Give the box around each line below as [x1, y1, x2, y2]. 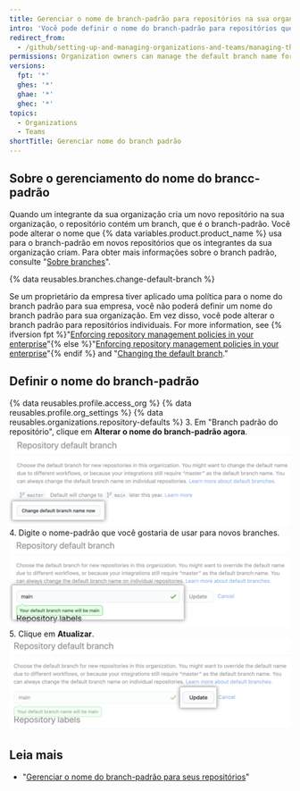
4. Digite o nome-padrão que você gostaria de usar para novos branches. [9, 527, 280, 538]
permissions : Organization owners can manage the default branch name [9, 52, 278, 62]
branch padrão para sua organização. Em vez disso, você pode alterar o [9, 309, 275, 321]
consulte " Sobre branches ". [9, 256, 112, 267]
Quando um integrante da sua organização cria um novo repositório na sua [9, 208, 285, 219]
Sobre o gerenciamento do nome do [9, 171, 212, 187]
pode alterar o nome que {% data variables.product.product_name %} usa [9, 228, 283, 239]
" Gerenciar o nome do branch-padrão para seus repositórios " [21, 771, 250, 782]
